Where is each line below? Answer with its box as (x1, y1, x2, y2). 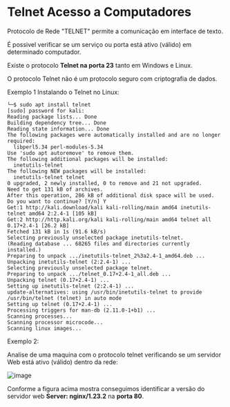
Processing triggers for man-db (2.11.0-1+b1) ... (7, 307, 156, 314)
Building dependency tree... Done (7, 119, 107, 126)
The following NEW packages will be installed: (7, 167, 147, 175)
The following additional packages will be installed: (7, 155, 169, 162)
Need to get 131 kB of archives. (7, 186, 104, 193)
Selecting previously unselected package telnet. (7, 264, 153, 272)
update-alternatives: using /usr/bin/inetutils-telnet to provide (7, 288, 202, 296)
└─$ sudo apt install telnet (7, 101, 91, 108)
